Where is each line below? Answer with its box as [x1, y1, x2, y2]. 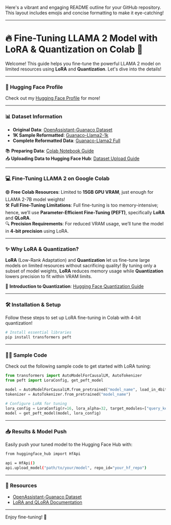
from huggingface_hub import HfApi [5, 451, 81, 456]
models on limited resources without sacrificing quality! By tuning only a [5, 263, 157, 269]
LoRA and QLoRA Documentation [12, 499, 82, 505]
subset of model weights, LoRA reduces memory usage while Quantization [5, 268, 164, 274]
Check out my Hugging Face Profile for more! [5, 95, 100, 101]
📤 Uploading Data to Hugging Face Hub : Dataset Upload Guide [5, 155, 140, 162]
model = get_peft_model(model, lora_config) [5, 410, 101, 416]
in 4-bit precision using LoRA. [5, 227, 69, 234]
